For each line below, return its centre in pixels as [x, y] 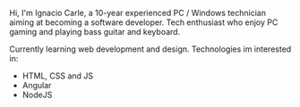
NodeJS [37, 95]
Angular [37, 85]
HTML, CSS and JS [58, 76]
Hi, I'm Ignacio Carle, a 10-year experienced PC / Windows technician [138, 13]
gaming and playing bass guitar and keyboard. [95, 32]
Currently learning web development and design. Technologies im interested [150, 49]
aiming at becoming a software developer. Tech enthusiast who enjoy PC [144, 22]
